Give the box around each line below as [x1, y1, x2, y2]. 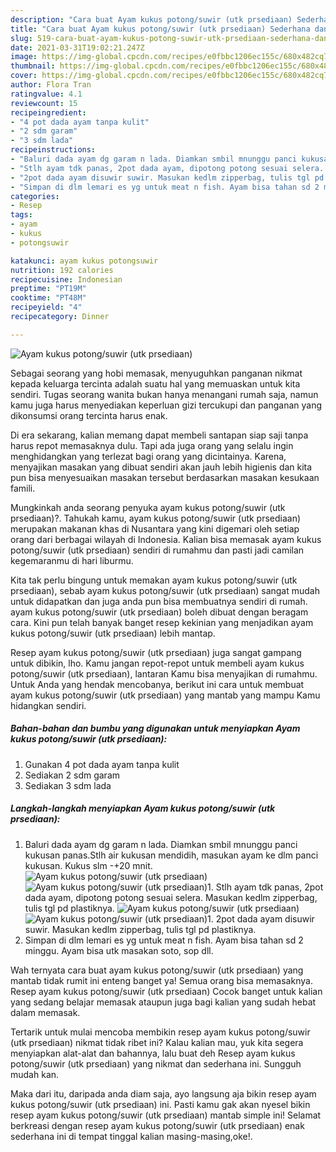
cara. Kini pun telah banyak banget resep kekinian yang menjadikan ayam [10, 616, 314, 628]
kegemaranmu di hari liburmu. [10, 554, 134, 566]
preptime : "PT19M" [10, 284, 87, 294]
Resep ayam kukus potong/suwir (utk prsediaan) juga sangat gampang [10, 646, 302, 658]
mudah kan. [10, 1068, 60, 1080]
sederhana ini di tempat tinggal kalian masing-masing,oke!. [10, 1130, 253, 1142]
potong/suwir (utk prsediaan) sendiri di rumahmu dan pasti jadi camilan [10, 544, 305, 556]
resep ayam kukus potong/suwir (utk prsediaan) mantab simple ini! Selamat [10, 1109, 322, 1121]
